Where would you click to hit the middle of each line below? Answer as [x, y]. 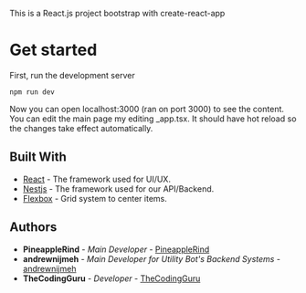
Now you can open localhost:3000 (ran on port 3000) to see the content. [147, 109]
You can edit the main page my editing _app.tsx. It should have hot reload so [153, 119]
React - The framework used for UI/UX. [97, 179]
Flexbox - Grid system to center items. [95, 198]
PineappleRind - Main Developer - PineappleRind [116, 249]
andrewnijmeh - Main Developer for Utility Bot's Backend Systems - [152, 258]
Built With [38, 157]
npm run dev [32, 92]
